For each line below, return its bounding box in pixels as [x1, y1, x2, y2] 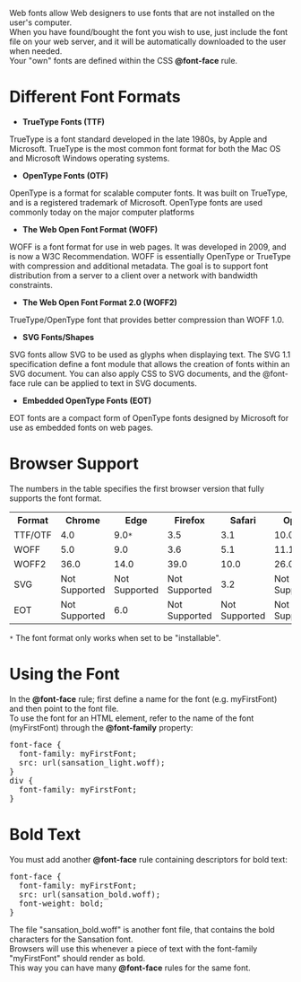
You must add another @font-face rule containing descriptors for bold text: [9, 854, 288, 864]
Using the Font [9, 664, 121, 685]
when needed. [9, 46, 63, 57]
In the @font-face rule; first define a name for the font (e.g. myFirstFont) [9, 693, 278, 704]
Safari [229, 513, 257, 526]
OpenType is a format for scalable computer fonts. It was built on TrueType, [9, 188, 288, 198]
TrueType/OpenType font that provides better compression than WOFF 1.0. [9, 314, 285, 325]
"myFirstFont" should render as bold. [9, 952, 146, 963]
